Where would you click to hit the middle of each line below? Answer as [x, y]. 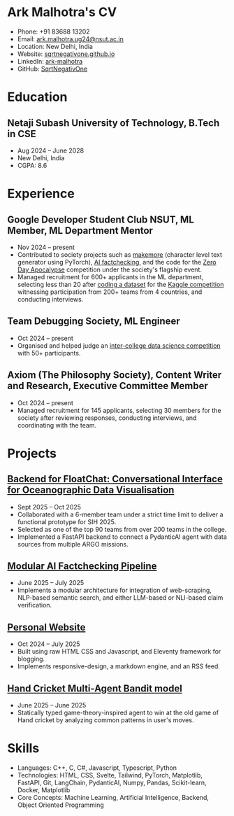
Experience [41, 194]
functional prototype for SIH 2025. [67, 521]
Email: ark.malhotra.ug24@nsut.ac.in [70, 38]
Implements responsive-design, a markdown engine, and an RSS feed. [118, 666]
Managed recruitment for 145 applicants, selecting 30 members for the [119, 410]
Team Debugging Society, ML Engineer [94, 322]
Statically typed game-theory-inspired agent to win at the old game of [118, 712]
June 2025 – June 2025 [52, 705]
